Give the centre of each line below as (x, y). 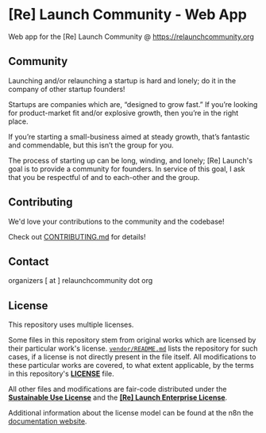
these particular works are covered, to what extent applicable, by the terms (131, 366)
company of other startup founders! (67, 89)
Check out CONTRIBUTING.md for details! (77, 236)
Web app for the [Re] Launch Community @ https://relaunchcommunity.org (131, 36)
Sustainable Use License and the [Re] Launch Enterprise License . (118, 397)
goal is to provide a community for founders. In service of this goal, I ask (127, 169)
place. (19, 121)
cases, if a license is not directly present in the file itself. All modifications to (132, 357)
